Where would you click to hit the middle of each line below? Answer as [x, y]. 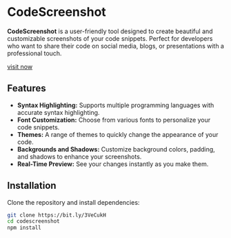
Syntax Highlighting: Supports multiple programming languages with [115, 105]
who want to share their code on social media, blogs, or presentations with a [115, 46]
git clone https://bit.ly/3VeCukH [57, 215]
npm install [24, 228]
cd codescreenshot [33, 221]
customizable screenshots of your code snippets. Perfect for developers [110, 38]
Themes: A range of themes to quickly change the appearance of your [118, 134]
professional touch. [34, 53]
